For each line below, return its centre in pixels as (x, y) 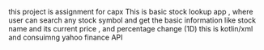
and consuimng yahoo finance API (66, 37)
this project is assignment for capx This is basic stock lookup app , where (131, 12)
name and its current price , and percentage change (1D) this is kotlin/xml (131, 29)
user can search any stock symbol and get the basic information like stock (132, 20)
